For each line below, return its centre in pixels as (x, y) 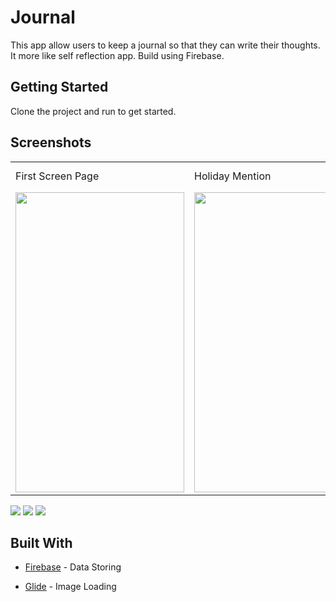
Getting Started (59, 87)
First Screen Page (57, 176)
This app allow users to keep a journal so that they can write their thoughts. (165, 45)
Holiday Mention (233, 176)
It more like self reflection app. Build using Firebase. (117, 55)
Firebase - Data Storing (73, 567)
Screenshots (51, 142)
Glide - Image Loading (70, 587)
